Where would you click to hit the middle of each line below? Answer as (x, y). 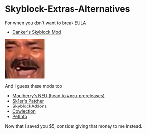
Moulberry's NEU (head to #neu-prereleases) (58, 95)
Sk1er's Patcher (28, 101)
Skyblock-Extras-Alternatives (68, 9)
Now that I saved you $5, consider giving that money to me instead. (74, 126)
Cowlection (24, 111)
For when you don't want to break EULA (46, 23)
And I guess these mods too (34, 86)
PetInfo (19, 116)
